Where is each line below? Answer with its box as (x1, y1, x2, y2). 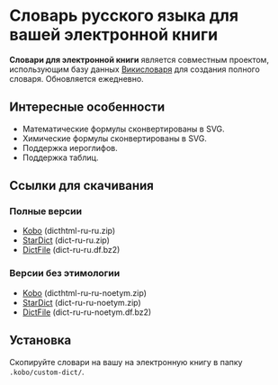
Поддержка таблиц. (22, 152, 99, 163)
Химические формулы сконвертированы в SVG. (22, 132, 207, 144)
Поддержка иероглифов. (22, 142, 119, 153)
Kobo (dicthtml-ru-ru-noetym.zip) (22, 287, 147, 298)
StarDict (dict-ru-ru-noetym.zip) (22, 297, 141, 308)
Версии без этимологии (9, 267, 121, 280)
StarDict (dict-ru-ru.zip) (22, 235, 111, 246)
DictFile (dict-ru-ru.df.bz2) (22, 245, 121, 255)
